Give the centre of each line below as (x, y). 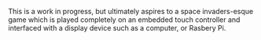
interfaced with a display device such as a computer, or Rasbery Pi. (117, 28)
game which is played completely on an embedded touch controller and (124, 20)
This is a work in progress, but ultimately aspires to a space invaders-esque (131, 11)
